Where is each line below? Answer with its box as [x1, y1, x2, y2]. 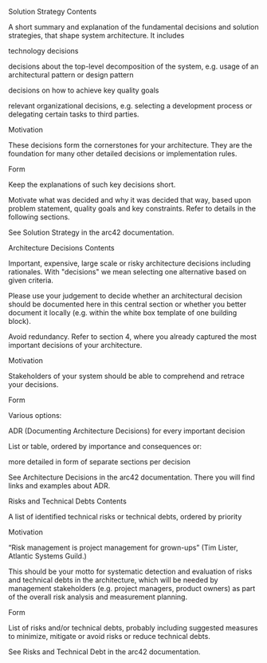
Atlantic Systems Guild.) [8, 551, 88, 561]
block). [8, 317, 32, 326]
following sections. [8, 212, 70, 222]
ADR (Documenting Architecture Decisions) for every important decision [8, 426, 245, 436]
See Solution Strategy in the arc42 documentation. [8, 227, 175, 237]
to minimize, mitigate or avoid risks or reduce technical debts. [8, 632, 211, 641]
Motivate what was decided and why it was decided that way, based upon [8, 195, 251, 204]
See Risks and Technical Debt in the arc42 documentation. [8, 647, 201, 657]
